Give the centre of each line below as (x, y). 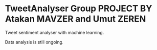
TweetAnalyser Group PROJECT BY (79, 9)
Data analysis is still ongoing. (34, 42)
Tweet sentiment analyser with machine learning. (55, 32)
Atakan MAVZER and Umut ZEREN (76, 19)
